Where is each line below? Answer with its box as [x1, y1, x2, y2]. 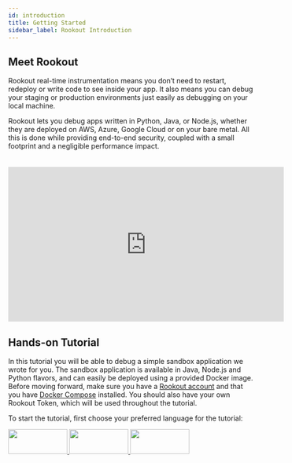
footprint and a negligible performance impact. [8, 141, 160, 151]
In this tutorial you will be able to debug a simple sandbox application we [8, 357, 244, 366]
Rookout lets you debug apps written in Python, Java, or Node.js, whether [8, 116, 248, 126]
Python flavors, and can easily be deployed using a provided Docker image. [8, 373, 253, 382]
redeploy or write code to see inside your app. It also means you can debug [8, 84, 253, 94]
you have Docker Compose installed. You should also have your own [8, 390, 231, 399]
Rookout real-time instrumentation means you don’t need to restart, [8, 76, 227, 86]
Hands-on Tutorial [8, 336, 100, 349]
